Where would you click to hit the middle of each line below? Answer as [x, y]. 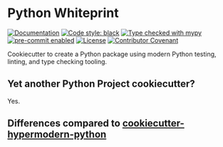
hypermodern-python [57, 135]
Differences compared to [64, 123]
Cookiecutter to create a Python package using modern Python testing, [112, 54]
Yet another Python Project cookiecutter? [102, 84]
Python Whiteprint [63, 13]
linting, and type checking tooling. [57, 61]
